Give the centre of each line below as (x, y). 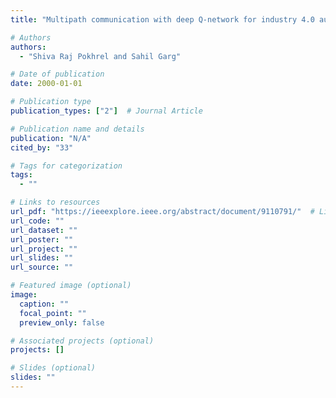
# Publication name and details (77, 129)
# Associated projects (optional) (82, 341)
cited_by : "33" (42, 147)
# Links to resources (55, 202)
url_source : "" (42, 267)
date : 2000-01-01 (46, 84)
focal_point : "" (53, 313)
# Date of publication (57, 74)
